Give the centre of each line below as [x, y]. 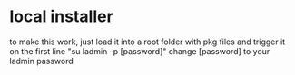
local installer [61, 17]
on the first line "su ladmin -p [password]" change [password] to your [140, 51]
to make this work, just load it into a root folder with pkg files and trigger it [147, 42]
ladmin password [42, 61]
